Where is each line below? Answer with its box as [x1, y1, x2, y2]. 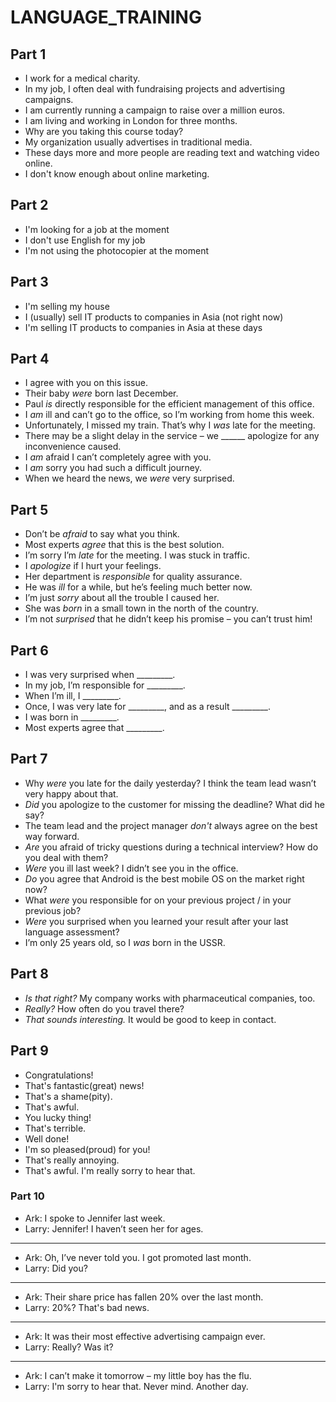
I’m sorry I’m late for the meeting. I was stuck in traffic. [24, 549, 250, 561]
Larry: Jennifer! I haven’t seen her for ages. [24, 1222, 204, 1235]
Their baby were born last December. [24, 387, 179, 400]
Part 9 [10, 1042, 49, 1060]
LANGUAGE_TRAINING [10, 6, 202, 29]
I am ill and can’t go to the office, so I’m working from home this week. [24, 409, 315, 421]
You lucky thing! [24, 1111, 92, 1123]
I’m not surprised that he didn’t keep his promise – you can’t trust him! [24, 613, 313, 625]
